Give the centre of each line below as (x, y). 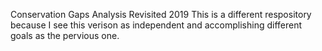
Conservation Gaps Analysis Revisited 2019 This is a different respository (161, 14)
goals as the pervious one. (65, 35)
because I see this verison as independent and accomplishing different (156, 25)
